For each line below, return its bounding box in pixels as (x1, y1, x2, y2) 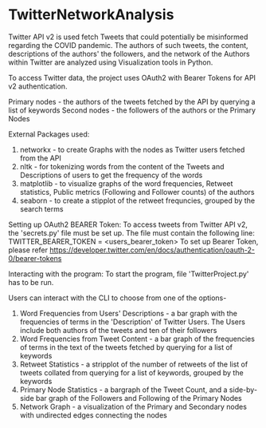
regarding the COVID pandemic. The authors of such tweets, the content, (8, 40, 248, 50)
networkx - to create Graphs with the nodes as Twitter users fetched (19, 145, 245, 154)
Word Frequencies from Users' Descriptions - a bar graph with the (19, 308, 237, 318)
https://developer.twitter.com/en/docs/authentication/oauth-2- (49, 245, 256, 255)
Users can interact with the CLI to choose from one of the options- (8, 293, 227, 303)
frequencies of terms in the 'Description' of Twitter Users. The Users (19, 317, 245, 327)
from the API (19, 153, 61, 163)
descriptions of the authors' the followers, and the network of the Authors (8, 49, 251, 58)
